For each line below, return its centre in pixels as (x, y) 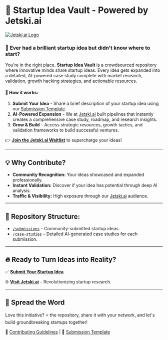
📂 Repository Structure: (42, 216)
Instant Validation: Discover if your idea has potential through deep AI (85, 186)
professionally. (27, 180)
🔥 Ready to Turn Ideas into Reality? (61, 260)
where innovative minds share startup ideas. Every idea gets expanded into (83, 70)
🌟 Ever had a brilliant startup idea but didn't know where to (78, 48)
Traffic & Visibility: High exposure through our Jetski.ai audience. (80, 196)
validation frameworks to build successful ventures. (65, 130)
